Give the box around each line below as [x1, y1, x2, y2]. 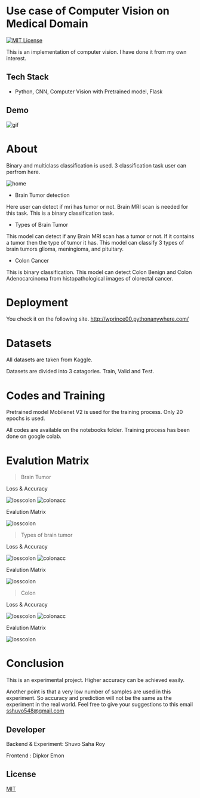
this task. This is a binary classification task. [6, 209, 115, 217]
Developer [6, 724, 46, 735]
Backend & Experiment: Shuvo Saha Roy [6, 741, 106, 747]
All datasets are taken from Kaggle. [6, 356, 93, 363]
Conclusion [6, 657, 64, 671]
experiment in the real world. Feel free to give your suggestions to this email [6, 701, 193, 708]
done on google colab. [6, 432, 61, 440]
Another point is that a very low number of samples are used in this [6, 688, 171, 695]
